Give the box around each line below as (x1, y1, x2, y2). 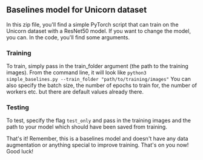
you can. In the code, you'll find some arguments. (6, 33, 130, 41)
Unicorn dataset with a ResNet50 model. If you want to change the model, (6, 27, 191, 34)
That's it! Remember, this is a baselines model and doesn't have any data (6, 135, 188, 142)
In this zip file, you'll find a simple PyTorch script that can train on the (6, 21, 179, 28)
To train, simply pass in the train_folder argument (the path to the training (6, 63, 189, 70)
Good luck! (6, 148, 34, 155)
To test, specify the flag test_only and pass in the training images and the (6, 117, 191, 124)
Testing (6, 103, 29, 112)
